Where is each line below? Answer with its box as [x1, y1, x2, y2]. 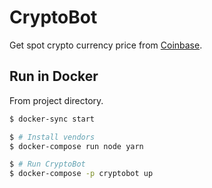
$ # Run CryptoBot [9, 159, 86, 170]
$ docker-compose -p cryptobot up [9, 169, 154, 179]
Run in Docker [9, 68, 99, 85]
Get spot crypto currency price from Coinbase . [9, 39, 203, 51]
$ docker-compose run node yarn [9, 141, 144, 151]
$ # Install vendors [9, 132, 96, 142]
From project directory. [9, 94, 104, 106]
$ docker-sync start [9, 114, 96, 124]
